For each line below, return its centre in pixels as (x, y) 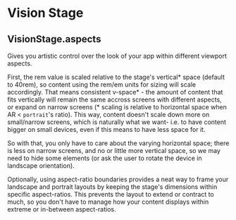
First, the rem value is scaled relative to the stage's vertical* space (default (116, 77)
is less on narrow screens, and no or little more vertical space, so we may (114, 151)
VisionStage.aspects (54, 39)
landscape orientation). (41, 166)
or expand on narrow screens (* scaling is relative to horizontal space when (117, 107)
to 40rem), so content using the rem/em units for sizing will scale (101, 85)
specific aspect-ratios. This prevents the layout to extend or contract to (111, 194)
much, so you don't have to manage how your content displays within (108, 202)
